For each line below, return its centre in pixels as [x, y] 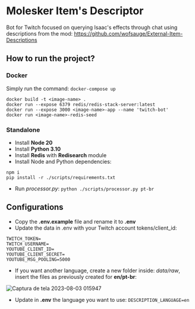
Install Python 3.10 [38, 149]
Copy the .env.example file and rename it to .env [75, 221]
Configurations [35, 207]
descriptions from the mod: [40, 33]
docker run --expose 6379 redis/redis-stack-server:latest [81, 104]
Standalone [23, 130]
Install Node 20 [34, 142]
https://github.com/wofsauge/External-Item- [128, 33]
